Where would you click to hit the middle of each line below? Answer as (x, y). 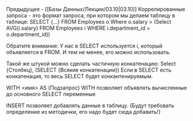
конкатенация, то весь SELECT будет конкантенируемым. (80, 76)
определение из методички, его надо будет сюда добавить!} (83, 112)
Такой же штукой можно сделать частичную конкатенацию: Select (91, 63)
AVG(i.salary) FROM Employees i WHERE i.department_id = (78, 28)
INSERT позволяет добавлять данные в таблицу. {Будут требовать (90, 106)
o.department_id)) (28, 34)
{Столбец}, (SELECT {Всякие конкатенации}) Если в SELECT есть (89, 70)
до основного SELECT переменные (51, 94)
